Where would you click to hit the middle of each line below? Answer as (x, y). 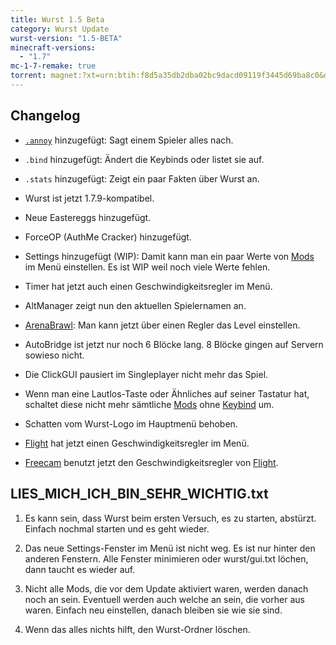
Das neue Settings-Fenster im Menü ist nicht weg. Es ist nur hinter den (170, 548)
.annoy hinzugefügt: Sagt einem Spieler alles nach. (129, 140)
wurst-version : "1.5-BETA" (66, 38)
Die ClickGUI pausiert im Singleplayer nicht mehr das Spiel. (146, 374)
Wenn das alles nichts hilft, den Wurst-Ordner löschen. (137, 629)
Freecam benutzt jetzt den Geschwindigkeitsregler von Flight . (151, 462)
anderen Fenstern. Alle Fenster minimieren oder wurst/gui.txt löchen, (166, 558)
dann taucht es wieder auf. (80, 569)
